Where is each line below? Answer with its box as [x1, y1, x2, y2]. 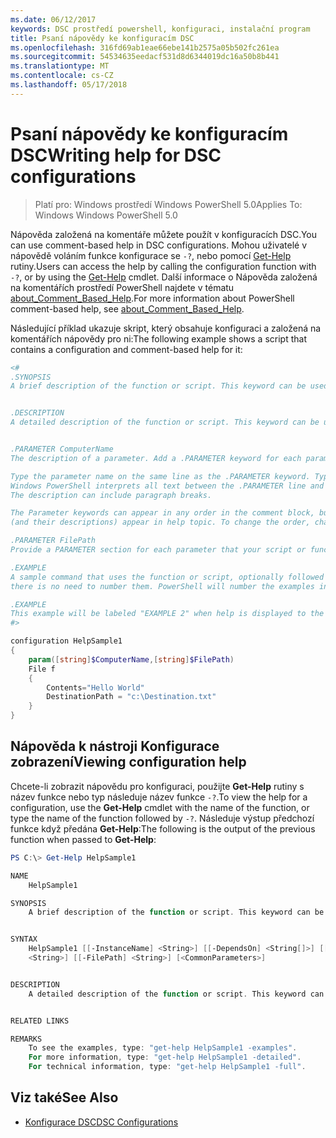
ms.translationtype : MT [10, 61, 110, 71]
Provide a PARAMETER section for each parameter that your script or [10, 545, 307, 555]
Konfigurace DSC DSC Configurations [24, 1116, 179, 1128]
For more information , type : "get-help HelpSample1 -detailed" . [28, 1052, 302, 1063]
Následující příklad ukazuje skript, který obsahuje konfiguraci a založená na [10, 322, 322, 334]
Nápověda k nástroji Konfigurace [10, 738, 220, 755]
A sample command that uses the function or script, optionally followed [10, 572, 325, 582]
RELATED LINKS [10, 1016, 70, 1026]
